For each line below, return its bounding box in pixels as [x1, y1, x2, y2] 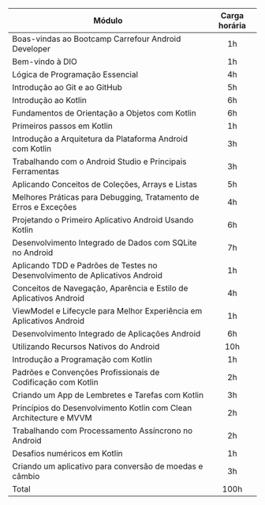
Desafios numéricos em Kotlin [12, 448, 124, 458]
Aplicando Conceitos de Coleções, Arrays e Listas [12, 179, 198, 189]
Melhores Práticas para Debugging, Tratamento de [12, 192, 200, 203]
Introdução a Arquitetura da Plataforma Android [12, 134, 188, 144]
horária [218, 20, 247, 31]
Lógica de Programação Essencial [12, 69, 139, 80]
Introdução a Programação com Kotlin [12, 354, 152, 365]
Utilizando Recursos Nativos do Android [12, 341, 160, 351]
